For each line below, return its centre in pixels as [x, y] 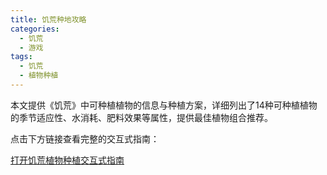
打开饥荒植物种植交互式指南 [67, 160]
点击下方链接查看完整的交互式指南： [85, 138]
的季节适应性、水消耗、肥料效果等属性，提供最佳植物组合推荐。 [141, 117]
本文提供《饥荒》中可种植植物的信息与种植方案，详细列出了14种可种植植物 [164, 105]
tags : [21, 57]
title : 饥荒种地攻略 [48, 19]
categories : [35, 29]
